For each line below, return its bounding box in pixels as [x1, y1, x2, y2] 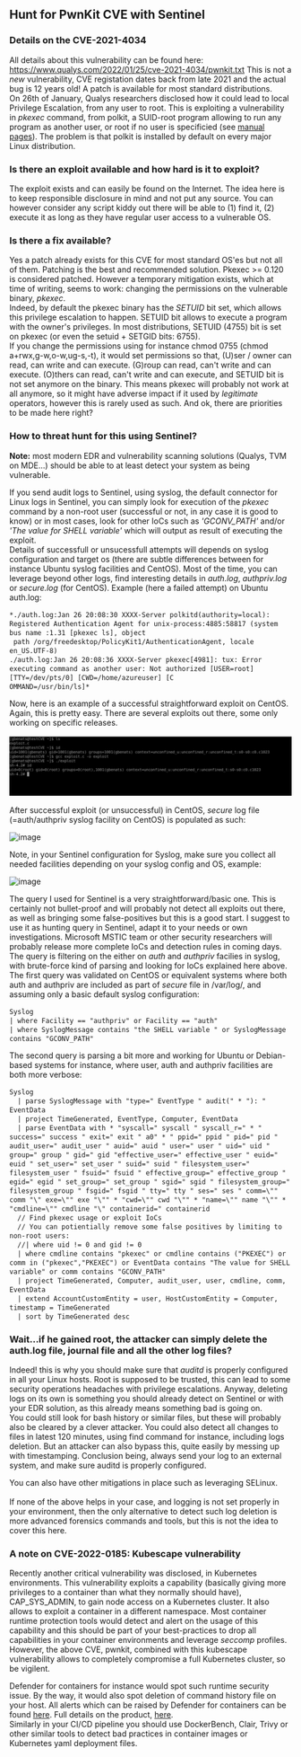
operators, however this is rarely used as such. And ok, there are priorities [9, 398, 283, 409]
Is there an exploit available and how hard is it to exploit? [9, 163, 260, 175]
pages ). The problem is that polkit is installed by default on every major [9, 130, 271, 142]
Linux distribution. [9, 140, 76, 151]
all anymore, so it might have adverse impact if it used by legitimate [9, 388, 258, 399]
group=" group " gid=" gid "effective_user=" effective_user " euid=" [9, 1150, 279, 1160]
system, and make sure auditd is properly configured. [9, 1460, 207, 1471]
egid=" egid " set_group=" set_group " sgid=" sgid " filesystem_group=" [9, 1177, 291, 1187]
